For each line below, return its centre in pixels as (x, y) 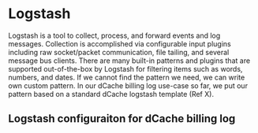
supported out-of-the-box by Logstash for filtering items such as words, (125, 68)
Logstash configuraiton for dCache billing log (122, 119)
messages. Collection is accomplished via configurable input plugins (120, 43)
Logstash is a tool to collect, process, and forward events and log (114, 35)
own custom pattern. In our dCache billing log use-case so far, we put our (128, 85)
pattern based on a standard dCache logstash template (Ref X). (111, 94)
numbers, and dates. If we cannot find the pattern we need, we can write (127, 77)
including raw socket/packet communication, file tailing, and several (119, 52)
